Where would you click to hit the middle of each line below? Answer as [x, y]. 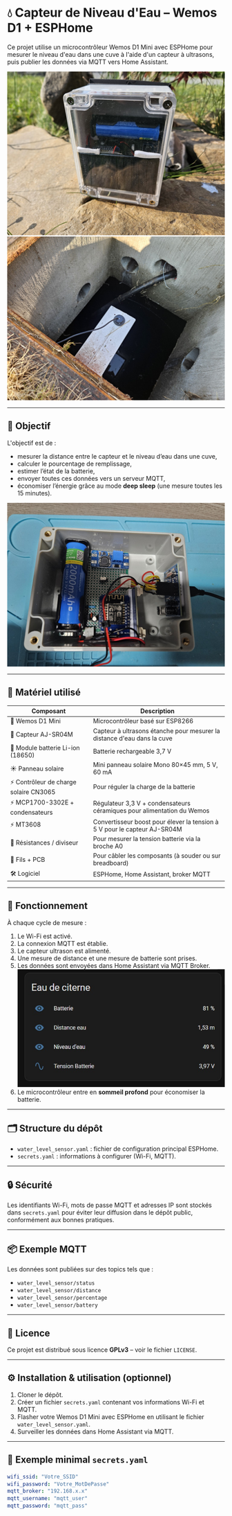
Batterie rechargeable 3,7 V [132, 751]
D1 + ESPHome [50, 28]
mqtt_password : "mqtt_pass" [48, 1506]
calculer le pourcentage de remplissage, [75, 464]
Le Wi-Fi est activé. [45, 936]
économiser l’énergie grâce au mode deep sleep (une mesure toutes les [120, 486]
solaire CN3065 [33, 792]
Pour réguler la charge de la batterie [144, 787]
